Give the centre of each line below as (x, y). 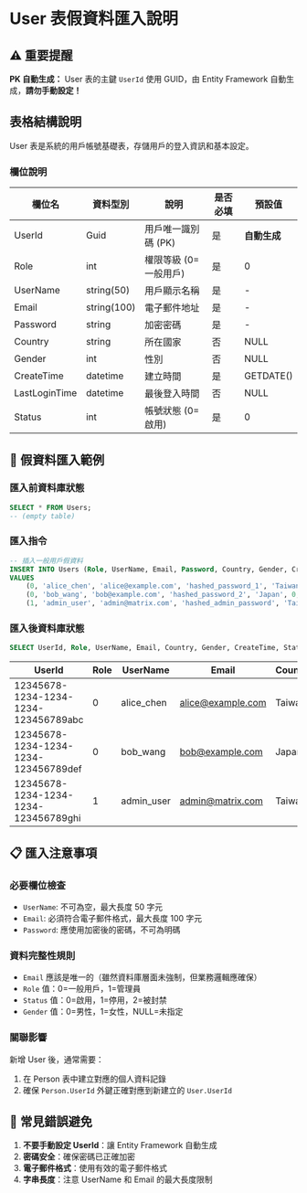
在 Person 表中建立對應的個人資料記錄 (95, 1079)
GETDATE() (268, 376)
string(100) (111, 307)
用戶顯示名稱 (172, 291)
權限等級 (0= (172, 260)
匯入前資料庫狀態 (47, 488)
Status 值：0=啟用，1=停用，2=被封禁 (95, 1000)
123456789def (48, 769)
